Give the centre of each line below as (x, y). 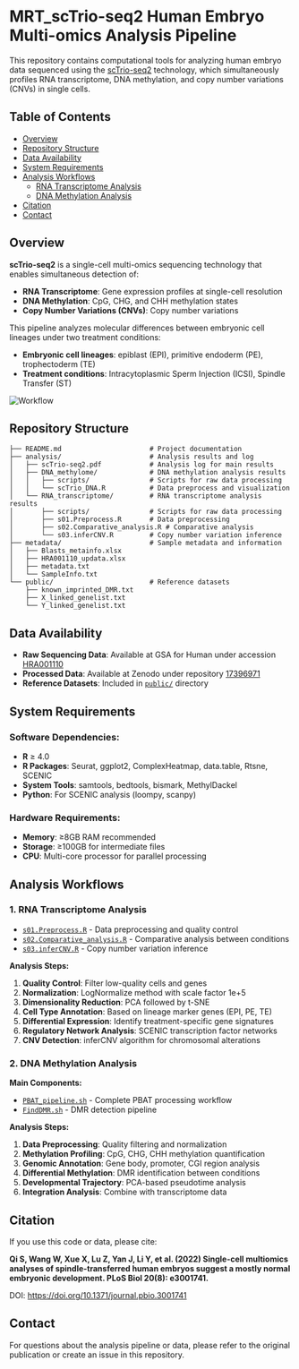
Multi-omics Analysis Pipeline (123, 35)
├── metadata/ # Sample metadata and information (145, 543)
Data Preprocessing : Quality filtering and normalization (124, 1144)
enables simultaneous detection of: (74, 274)
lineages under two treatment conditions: (85, 337)
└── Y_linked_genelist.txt (76, 606)
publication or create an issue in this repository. (97, 1355)
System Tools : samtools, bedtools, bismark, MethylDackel (129, 784)
